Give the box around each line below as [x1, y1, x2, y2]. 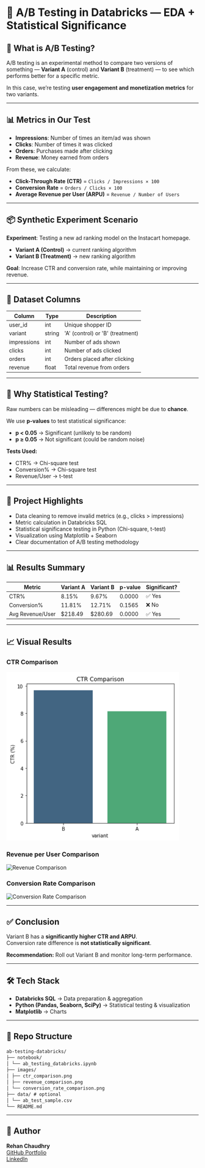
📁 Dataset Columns [6, 294, 81, 305]
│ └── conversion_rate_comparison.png [6, 1085, 105, 1091]
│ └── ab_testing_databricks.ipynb [6, 1060, 97, 1067]
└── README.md [6, 1103, 43, 1110]
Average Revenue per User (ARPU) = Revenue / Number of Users [15, 190, 180, 198]
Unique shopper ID [64, 321, 112, 328]
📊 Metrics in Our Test [6, 115, 91, 125]
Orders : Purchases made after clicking [15, 147, 113, 154]
